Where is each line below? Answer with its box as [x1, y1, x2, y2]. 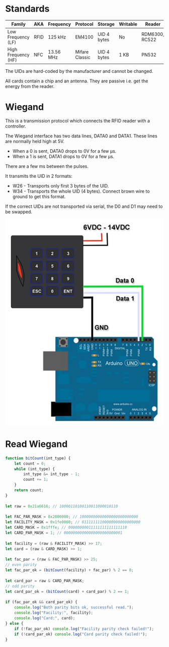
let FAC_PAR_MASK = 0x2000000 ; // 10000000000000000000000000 [5, 514, 138, 520]
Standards [5, 3, 50, 15]
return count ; [14, 488, 44, 493]
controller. [5, 123, 27, 129]
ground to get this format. [12, 194, 66, 200]
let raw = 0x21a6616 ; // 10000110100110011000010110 [5, 503, 118, 509]
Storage [98, 21, 115, 27]
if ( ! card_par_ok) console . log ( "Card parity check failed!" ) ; [14, 631, 147, 637]
